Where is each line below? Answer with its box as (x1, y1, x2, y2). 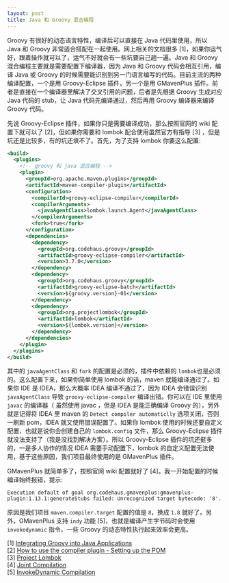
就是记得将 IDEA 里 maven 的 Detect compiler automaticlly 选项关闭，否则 (7, 410, 219, 418)
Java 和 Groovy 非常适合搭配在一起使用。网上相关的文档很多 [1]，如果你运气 (7, 45, 222, 53)
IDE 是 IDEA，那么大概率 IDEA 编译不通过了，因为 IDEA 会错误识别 (20, 384, 207, 393)
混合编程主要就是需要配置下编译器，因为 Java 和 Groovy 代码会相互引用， (7, 62, 215, 70)
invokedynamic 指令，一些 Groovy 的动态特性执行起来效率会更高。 (7, 525, 193, 534)
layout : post (7, 10, 44, 17)
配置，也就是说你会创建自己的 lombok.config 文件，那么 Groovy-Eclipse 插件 (7, 427, 223, 435)
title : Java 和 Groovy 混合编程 (7, 16, 94, 23)
